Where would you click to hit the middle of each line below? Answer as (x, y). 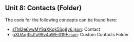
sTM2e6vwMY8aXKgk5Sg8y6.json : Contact (56, 29)
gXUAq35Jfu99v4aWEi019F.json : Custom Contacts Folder (70, 34)
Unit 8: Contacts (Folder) (43, 8)
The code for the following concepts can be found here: (61, 20)
